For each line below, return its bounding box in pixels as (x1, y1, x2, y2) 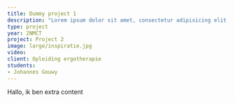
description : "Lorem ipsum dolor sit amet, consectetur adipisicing (7, 17, 211, 24)
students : (7, 62, 36, 69)
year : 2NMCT (7, 29, 42, 37)
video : (7, 49, 27, 56)
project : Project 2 (7, 36, 64, 43)
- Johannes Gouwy (7, 68, 58, 75)
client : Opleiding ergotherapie (7, 56, 101, 63)
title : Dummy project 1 (7, 10, 77, 17)
